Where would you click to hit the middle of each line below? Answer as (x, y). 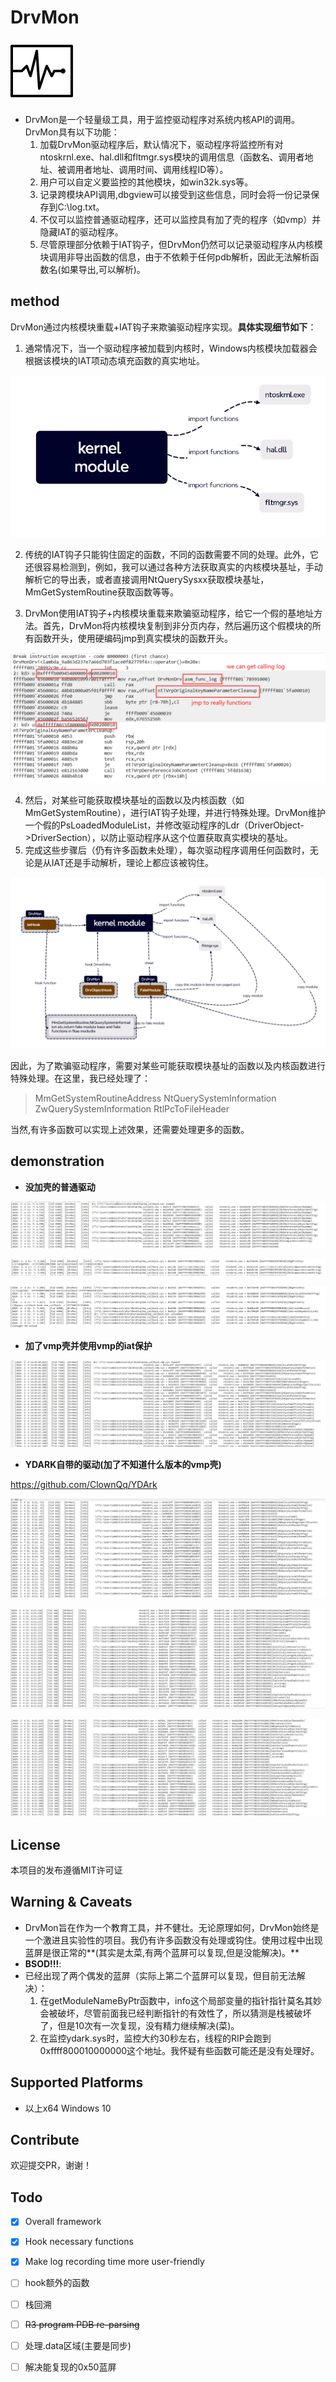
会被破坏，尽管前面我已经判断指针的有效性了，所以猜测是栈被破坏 (175, 2013)
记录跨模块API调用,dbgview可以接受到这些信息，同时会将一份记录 (175, 194)
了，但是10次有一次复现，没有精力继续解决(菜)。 (139, 2025)
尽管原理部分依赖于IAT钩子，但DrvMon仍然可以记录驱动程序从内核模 (181, 244)
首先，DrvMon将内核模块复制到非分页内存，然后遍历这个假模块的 (177, 626)
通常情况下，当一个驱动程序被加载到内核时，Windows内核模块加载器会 (171, 348)
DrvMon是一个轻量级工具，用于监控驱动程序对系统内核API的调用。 (162, 119)
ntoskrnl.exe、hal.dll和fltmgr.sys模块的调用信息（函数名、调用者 (172, 157)
